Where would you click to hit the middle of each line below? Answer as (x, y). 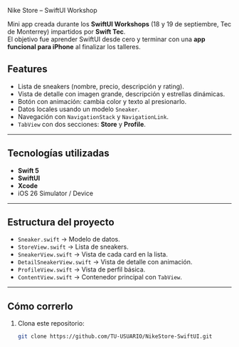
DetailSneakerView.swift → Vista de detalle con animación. (105, 262)
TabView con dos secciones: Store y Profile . (81, 124)
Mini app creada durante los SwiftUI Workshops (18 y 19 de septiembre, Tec (119, 24)
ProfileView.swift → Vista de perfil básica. (81, 269)
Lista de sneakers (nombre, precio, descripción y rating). (101, 86)
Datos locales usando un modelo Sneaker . (79, 109)
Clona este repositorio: (51, 323)
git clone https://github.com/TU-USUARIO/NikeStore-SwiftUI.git (115, 337)
